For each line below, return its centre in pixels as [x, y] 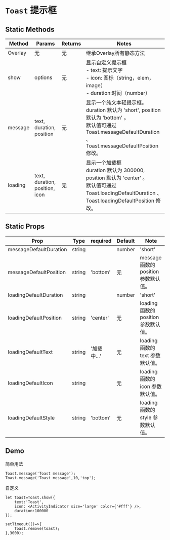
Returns [71, 44]
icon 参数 [151, 387]
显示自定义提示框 [106, 63]
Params [46, 44]
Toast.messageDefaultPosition [122, 146]
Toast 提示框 [31, 10]
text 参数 [150, 355]
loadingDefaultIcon [30, 383]
